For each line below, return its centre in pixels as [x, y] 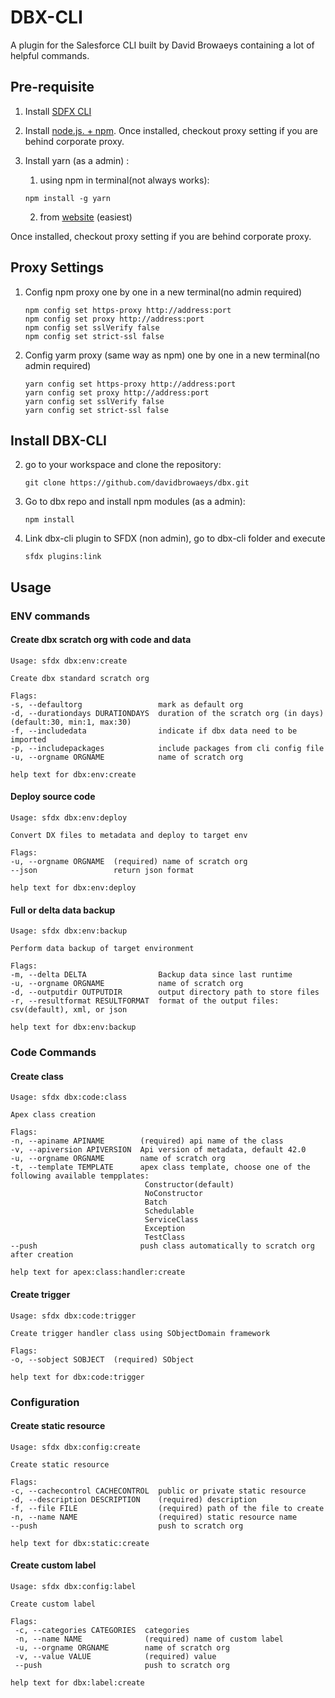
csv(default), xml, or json [69, 1010]
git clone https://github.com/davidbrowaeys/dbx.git [137, 483]
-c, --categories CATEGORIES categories [102, 1630]
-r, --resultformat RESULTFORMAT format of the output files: [145, 1001]
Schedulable [169, 1211]
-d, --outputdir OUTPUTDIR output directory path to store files [165, 992]
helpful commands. [50, 55]
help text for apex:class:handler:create [98, 1272]
